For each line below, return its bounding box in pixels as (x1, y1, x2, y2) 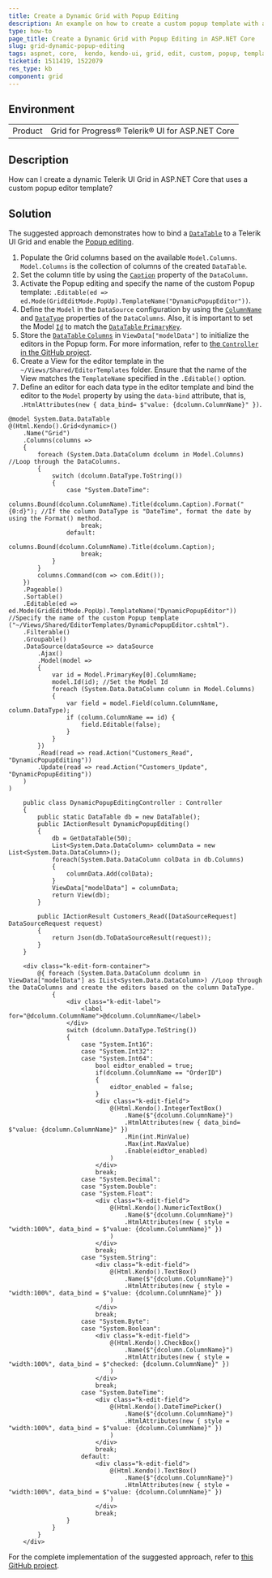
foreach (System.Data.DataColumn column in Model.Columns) (51, 685, 255, 694)
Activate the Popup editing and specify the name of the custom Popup (19, 279, 255, 288)
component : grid (8, 72, 63, 80)
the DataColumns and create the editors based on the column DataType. (8, 984, 255, 992)
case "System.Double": (80, 1182, 158, 1191)
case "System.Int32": (80, 1048, 154, 1056)
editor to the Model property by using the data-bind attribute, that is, (19, 391, 246, 400)
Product (12, 125, 43, 136)
